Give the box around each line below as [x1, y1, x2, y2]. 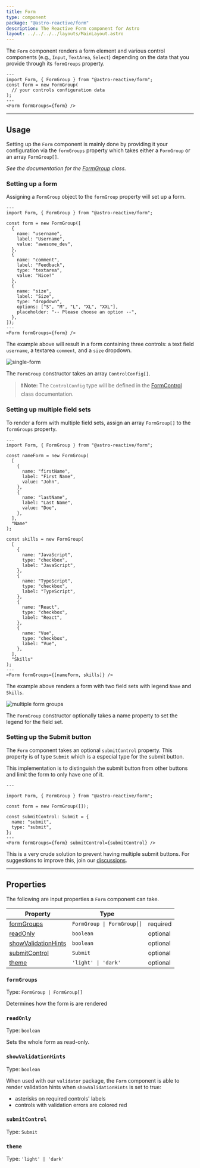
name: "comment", [17, 257, 60, 263]
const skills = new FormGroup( [6, 536, 84, 542]
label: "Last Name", [21, 500, 73, 506]
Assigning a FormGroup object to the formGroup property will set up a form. [6, 193, 186, 201]
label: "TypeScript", [21, 588, 76, 594]
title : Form [6, 8, 36, 15]
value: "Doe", [21, 505, 58, 511]
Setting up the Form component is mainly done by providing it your [6, 140, 168, 147]
